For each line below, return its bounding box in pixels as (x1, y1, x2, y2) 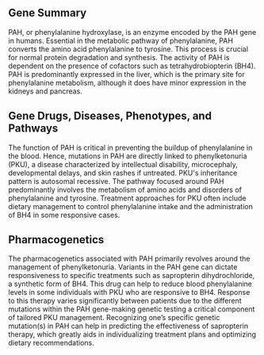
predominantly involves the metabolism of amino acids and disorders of (8, 185, 242, 194)
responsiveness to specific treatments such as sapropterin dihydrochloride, (8, 271, 255, 281)
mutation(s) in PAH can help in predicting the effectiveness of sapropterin (8, 321, 248, 331)
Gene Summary (8, 6, 87, 20)
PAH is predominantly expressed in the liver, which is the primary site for (8, 69, 246, 78)
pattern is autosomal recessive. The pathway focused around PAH (8, 176, 224, 185)
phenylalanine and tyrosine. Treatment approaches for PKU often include (8, 193, 247, 203)
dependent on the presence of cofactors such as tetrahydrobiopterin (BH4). (8, 61, 256, 71)
